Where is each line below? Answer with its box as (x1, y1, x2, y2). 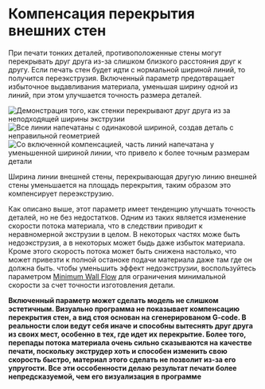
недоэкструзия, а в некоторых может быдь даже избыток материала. (8, 238, 245, 247)
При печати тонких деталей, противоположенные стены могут (8, 48, 222, 57)
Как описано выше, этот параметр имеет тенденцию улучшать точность (8, 204, 256, 213)
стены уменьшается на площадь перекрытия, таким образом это (8, 180, 232, 189)
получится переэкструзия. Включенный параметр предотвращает (8, 73, 235, 83)
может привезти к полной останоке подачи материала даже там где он (8, 255, 253, 264)
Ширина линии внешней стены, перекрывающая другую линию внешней (8, 172, 257, 181)
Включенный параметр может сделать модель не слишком (8, 295, 219, 305)
